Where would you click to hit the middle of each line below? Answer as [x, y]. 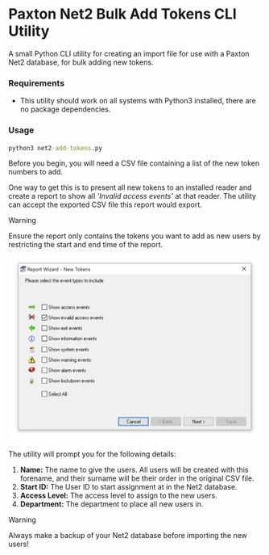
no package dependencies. [65, 109]
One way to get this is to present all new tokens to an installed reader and [130, 187]
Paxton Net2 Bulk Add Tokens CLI [123, 14]
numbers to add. [35, 172]
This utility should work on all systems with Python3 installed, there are [138, 101]
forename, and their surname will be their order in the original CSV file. [137, 478]
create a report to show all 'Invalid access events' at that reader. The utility [132, 196]
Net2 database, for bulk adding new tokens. [81, 62]
